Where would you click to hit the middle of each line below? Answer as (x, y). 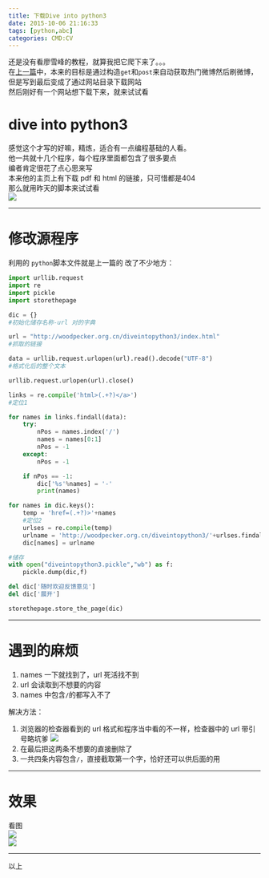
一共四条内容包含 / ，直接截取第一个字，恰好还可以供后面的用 (120, 759)
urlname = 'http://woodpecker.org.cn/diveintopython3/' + (120, 535)
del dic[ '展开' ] (34, 594)
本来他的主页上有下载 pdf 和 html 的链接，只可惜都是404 (102, 178)
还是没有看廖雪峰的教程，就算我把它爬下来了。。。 (89, 62)
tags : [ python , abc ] (41, 30)
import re (25, 285)
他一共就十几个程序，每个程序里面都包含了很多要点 (92, 158)
